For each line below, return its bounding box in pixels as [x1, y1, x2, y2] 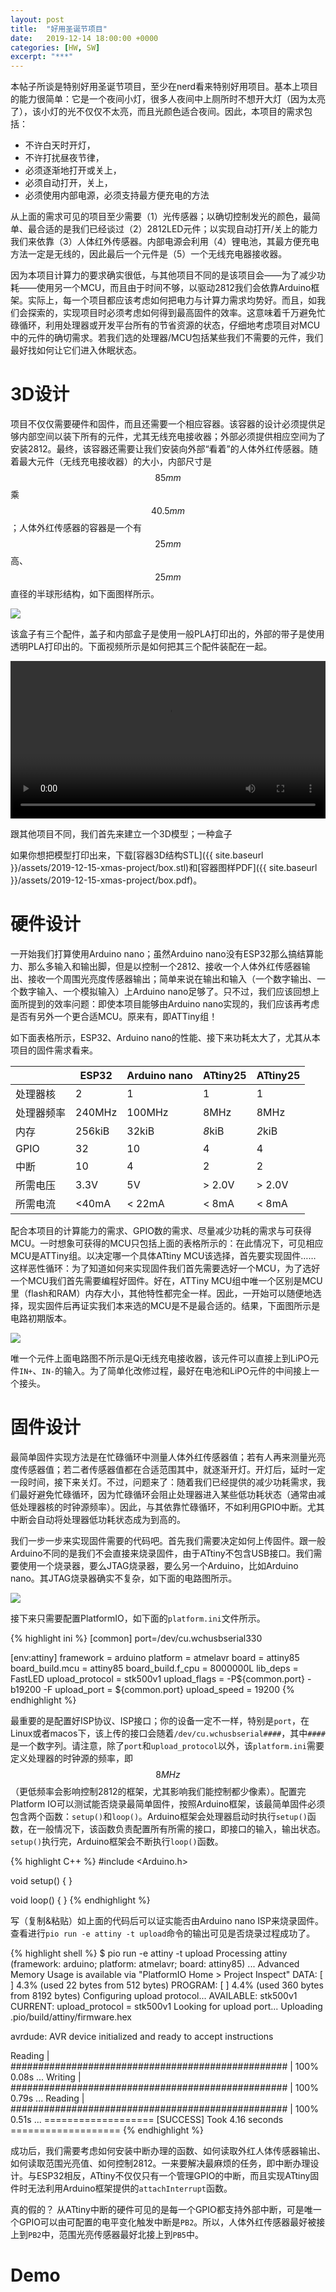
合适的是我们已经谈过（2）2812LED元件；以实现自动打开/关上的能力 [36, 223, 318, 235]
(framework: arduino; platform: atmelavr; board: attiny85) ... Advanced [10, 1957, 300, 1970]
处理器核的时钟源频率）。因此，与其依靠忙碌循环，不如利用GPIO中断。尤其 [18, 1501, 325, 1513]
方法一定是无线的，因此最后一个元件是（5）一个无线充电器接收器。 [10, 248, 288, 260]
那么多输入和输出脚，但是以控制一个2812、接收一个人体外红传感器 [27, 961, 302, 972]
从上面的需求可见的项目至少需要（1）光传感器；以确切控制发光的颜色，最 [10, 211, 312, 223]
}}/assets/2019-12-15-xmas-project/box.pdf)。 [10, 874, 203, 886]
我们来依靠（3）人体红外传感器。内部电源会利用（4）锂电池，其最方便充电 [10, 236, 320, 248]
